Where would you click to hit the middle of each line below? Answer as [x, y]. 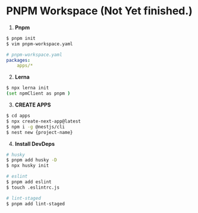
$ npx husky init [28, 166]
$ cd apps [18, 116]
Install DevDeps [35, 143]
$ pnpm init [21, 38]
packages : [18, 60]
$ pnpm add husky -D [32, 160]
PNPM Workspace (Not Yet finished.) [100, 11]
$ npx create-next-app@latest [44, 121]
